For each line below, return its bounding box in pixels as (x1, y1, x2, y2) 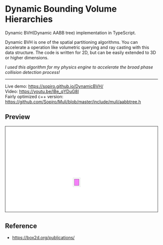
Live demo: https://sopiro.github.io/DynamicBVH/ (5, 83, 103, 89)
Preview (5, 113, 31, 121)
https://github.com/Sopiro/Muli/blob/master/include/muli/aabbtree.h (5, 99, 142, 105)
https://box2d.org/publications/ (12, 235, 75, 241)
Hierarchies (5, 14, 53, 25)
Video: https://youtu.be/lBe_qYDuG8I (5, 88, 79, 94)
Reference (5, 222, 37, 230)
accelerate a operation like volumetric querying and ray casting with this (5, 44, 149, 50)
